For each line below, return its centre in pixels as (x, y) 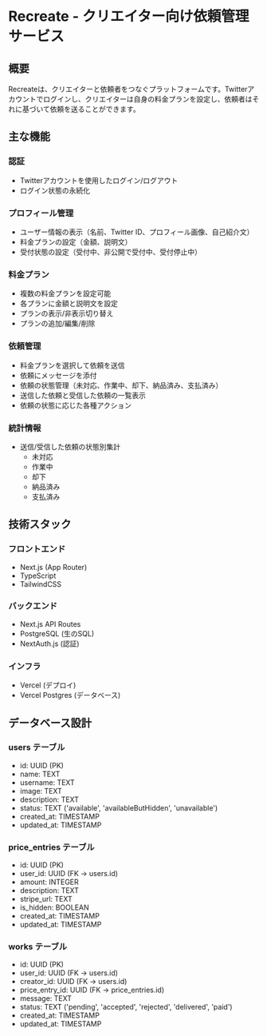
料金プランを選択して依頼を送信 (72, 365)
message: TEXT (46, 998)
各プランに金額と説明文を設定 (69, 304)
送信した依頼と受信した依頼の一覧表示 (82, 395)
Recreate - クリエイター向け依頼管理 (129, 16)
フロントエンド (37, 549)
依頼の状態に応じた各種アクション (76, 405)
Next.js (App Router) (53, 567)
